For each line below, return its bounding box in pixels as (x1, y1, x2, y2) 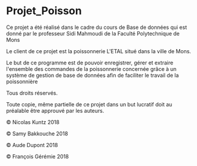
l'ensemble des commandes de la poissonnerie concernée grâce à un (6, 65, 177, 72)
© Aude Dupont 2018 (6, 141, 58, 148)
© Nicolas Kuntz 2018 (6, 118, 60, 125)
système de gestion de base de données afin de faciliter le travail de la (6, 71, 179, 79)
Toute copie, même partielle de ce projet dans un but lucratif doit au (6, 100, 173, 108)
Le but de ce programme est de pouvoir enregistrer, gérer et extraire (6, 59, 174, 66)
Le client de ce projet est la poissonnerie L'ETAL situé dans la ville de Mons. (6, 47, 192, 54)
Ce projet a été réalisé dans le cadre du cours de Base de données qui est (6, 24, 187, 31)
